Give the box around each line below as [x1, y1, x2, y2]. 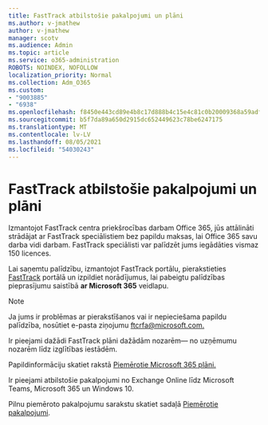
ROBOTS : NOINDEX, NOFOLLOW [8, 64, 98, 72]
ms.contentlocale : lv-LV [8, 130, 91, 138]
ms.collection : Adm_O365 [8, 78, 91, 86]
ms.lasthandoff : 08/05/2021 [8, 137, 102, 146]
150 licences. [8, 248, 52, 258]
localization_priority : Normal [8, 71, 112, 79]
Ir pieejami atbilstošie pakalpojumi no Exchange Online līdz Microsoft [8, 375, 235, 385]
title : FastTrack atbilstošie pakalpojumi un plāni [8, 11, 183, 20]
